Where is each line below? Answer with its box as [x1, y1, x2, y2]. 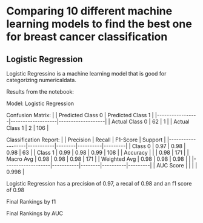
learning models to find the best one [6, 17, 192, 31]
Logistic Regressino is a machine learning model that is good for [6, 70, 167, 77]
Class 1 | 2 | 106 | [6, 124, 49, 131]
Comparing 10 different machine [6, 4, 173, 18]
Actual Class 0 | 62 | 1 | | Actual [111, 118, 190, 125]
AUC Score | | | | [156, 162, 198, 169]
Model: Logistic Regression [6, 100, 75, 107]
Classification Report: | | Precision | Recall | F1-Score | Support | [6, 136, 166, 143]
